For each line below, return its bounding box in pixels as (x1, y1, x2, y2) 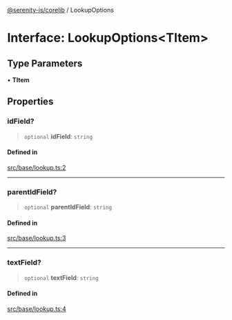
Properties (7, 96, 54, 108)
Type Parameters (7, 57, 83, 69)
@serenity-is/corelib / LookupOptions (7, 6, 114, 14)
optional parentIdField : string (23, 203, 113, 211)
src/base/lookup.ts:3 (7, 234, 66, 243)
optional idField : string (23, 132, 93, 140)
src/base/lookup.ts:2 (7, 163, 66, 171)
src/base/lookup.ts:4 (7, 304, 67, 313)
